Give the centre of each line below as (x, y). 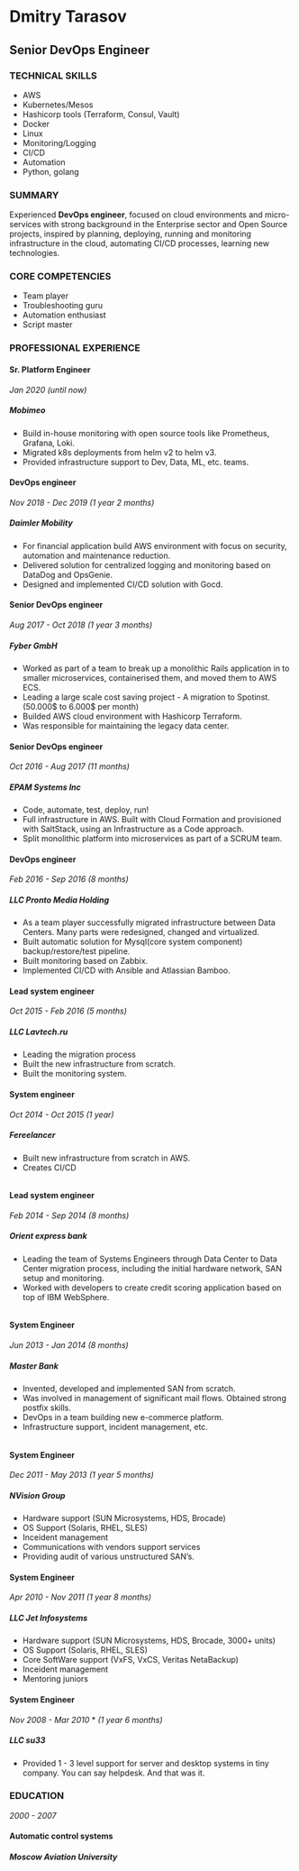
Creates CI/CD (49, 1167)
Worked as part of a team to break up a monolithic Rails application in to (156, 668)
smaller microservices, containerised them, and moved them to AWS (149, 677)
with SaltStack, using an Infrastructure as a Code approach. (133, 829)
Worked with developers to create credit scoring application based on (152, 1288)
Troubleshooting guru (63, 306)
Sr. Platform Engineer (50, 369)
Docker (36, 124)
